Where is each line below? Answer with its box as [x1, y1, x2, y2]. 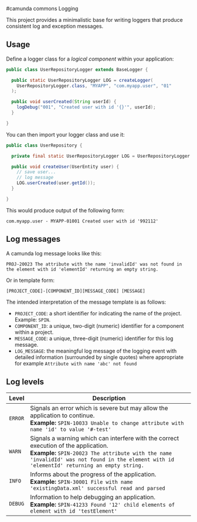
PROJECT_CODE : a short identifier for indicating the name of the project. [14, 310, 182, 317]
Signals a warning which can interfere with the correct [30, 434, 179, 443]
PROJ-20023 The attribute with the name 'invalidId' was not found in [6, 261, 182, 267]
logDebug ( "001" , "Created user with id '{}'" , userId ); [16, 104, 157, 111]
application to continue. [30, 411, 95, 420]
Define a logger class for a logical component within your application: [6, 55, 174, 62]
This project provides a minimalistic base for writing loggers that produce [6, 16, 183, 23]
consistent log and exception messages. [6, 23, 104, 29]
